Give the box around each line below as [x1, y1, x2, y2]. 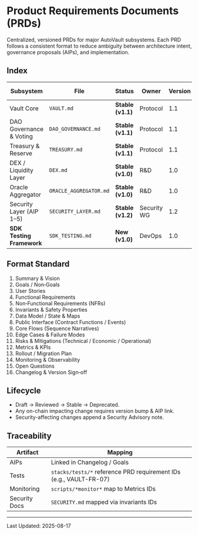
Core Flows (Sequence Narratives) [15, 325, 99, 332]
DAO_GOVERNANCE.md [49, 126, 100, 132]
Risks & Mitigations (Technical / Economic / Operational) [15, 337, 152, 344]
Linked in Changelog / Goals [51, 458, 129, 467]
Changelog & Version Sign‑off [15, 368, 88, 375]
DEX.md [49, 167, 68, 173]
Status [115, 87, 135, 95]
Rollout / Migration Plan [15, 349, 72, 357]
